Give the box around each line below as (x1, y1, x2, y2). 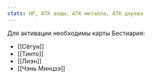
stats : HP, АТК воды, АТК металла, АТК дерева (7, 10, 144, 17)
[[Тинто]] (17, 49, 44, 58)
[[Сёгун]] (17, 42, 45, 50)
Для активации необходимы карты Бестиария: (7, 29, 145, 37)
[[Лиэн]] (17, 56, 42, 65)
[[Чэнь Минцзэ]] (17, 64, 66, 72)
